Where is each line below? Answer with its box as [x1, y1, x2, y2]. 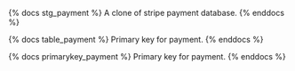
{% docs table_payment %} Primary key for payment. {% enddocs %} [8, 35, 264, 44]
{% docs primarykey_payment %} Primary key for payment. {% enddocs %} [8, 51, 286, 61]
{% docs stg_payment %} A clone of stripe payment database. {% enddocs [8, 8, 285, 18]
